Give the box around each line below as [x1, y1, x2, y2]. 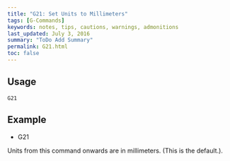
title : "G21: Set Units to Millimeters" [7, 10, 129, 18]
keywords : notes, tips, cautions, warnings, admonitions [7, 23, 179, 30]
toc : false [7, 50, 40, 57]
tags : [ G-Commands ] [7, 17, 65, 24]
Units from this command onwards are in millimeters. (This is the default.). [7, 146, 223, 155]
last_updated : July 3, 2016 [7, 30, 91, 37]
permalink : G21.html [7, 43, 69, 50]
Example [7, 114, 47, 126]
